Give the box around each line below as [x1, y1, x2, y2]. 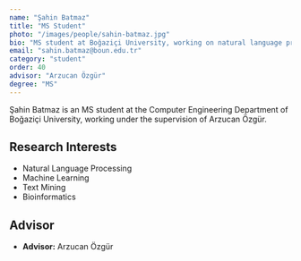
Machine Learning [21, 173, 90, 183]
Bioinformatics [21, 191, 76, 202]
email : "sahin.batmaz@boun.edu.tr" [9, 46, 142, 55]
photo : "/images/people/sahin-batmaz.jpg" [9, 29, 170, 38]
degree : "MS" [9, 80, 58, 88]
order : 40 [9, 63, 47, 72]
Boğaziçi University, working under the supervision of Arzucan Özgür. [9, 114, 267, 124]
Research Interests [9, 139, 117, 155]
